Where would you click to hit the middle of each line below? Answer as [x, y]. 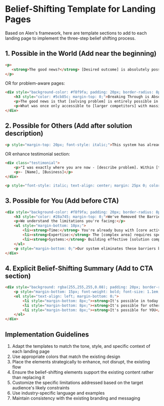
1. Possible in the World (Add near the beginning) [81, 54]
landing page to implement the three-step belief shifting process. [70, 38]
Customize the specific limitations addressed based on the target [78, 382]
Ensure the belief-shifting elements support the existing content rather [83, 372]
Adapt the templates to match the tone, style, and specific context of [81, 346]
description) [24, 133]
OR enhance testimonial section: [38, 154]
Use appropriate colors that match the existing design [66, 357]
